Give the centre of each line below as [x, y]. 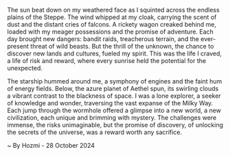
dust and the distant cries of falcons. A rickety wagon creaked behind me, [112, 24]
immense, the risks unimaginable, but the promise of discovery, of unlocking [115, 125]
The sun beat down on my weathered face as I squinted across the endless [113, 10]
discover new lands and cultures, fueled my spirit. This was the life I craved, [114, 53]
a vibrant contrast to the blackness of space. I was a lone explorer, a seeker [114, 96]
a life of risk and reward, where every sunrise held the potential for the [107, 61]
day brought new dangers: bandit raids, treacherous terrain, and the [103, 39]
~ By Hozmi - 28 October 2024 [51, 145]
